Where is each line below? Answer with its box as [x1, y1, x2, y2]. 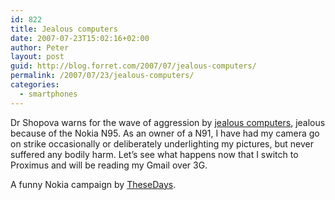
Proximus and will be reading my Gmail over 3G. [10, 159, 208, 171]
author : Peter [10, 42, 70, 53]
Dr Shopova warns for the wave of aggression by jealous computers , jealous [10, 116, 326, 128]
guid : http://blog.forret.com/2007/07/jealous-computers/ [10, 61, 257, 71]
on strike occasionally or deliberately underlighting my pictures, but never [10, 137, 315, 150]
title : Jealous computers [10, 24, 118, 34]
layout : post [10, 52, 65, 62]
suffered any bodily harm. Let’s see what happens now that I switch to [10, 148, 299, 160]
